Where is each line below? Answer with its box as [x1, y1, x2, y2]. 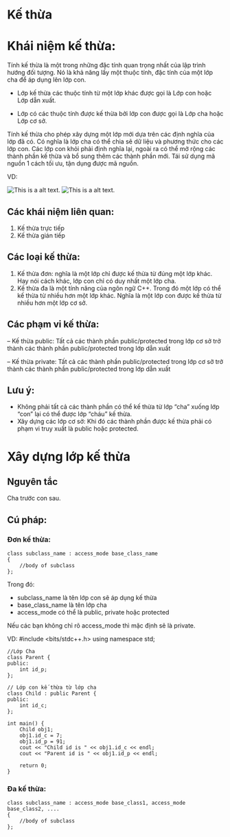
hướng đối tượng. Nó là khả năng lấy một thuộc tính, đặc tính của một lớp [7, 69, 214, 77]
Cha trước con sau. [7, 494, 61, 503]
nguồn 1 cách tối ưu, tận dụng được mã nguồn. [7, 159, 139, 168]
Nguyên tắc [7, 476, 58, 488]
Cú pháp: [7, 514, 47, 525]
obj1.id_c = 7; [19, 732, 63, 739]
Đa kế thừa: [7, 783, 47, 793]
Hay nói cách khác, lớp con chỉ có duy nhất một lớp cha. [16, 277, 176, 285]
